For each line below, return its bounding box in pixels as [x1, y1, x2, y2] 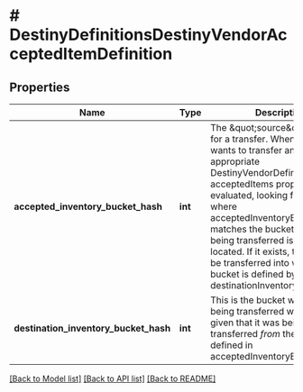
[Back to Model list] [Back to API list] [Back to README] [9, 373, 216, 384]
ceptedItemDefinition [9, 44, 173, 64]
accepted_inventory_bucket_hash [14, 200, 162, 213]
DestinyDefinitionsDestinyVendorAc [9, 24, 288, 45]
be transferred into [210, 257, 290, 269]
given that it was [210, 316, 280, 329]
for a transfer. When [210, 132, 296, 145]
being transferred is [210, 234, 294, 246]
